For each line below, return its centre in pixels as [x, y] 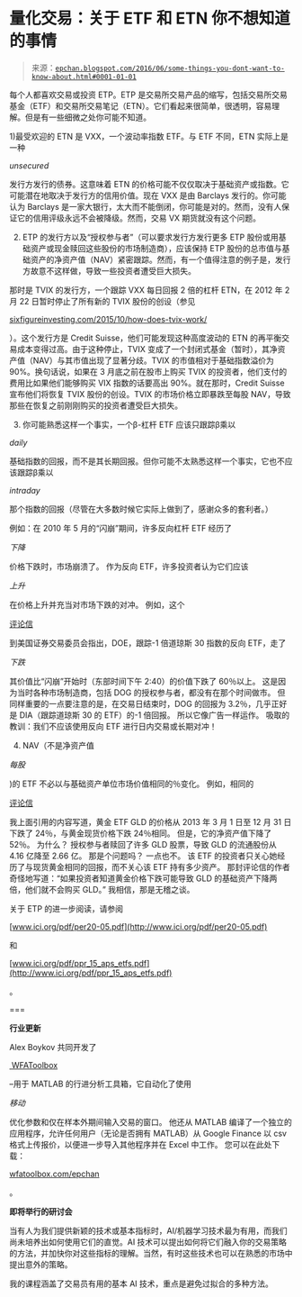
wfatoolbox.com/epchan [55, 1174]
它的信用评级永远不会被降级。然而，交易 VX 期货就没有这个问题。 [139, 218]
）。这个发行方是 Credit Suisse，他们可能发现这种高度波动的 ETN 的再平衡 [146, 338]
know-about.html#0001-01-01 [84, 77]
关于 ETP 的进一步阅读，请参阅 [67, 908]
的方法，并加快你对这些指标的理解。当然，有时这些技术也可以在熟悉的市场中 [151, 1253]
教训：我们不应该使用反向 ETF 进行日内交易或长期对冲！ [113, 726]
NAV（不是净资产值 [58, 745]
